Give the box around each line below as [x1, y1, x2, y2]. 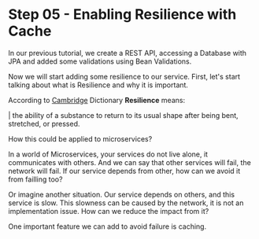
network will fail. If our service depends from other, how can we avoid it [8, 166, 241, 175]
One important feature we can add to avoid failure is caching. [8, 222, 207, 231]
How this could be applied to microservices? [8, 134, 153, 143]
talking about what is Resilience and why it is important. [8, 80, 189, 90]
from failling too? [8, 175, 63, 184]
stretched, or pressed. [8, 119, 80, 128]
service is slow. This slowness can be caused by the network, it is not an [8, 198, 244, 208]
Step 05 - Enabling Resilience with [8, 6, 237, 24]
